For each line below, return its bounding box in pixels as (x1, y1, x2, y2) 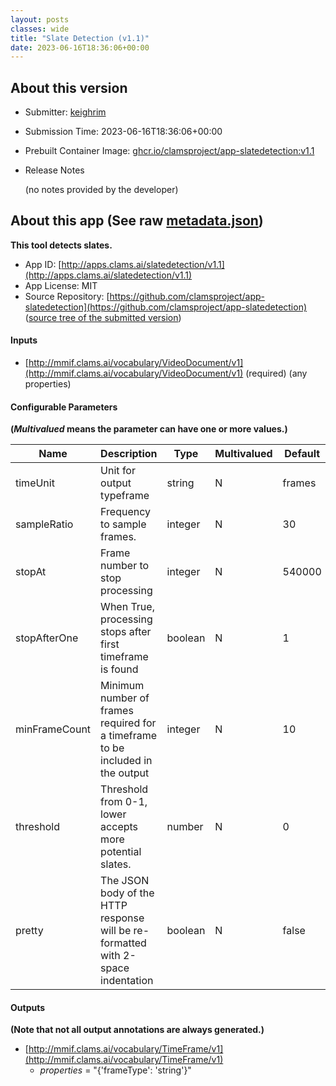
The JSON (100, 874, 150, 888)
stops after (100, 625, 152, 639)
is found (100, 662, 139, 676)
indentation (100, 974, 154, 988)
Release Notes (24, 164, 85, 176)
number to (100, 559, 150, 573)
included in (100, 754, 153, 768)
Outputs (10, 1001, 46, 1013)
